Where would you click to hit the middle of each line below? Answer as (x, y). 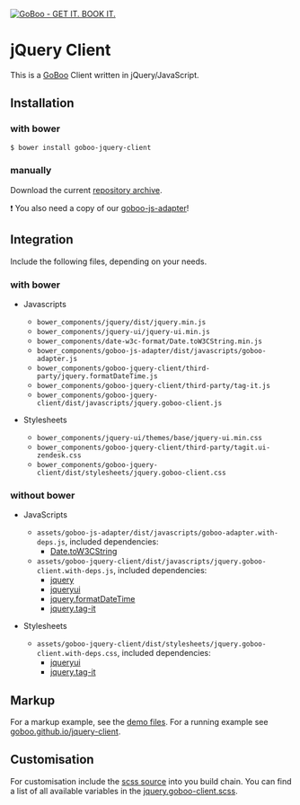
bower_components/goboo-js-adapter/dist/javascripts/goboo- (151, 350)
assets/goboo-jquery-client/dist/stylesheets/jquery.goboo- (151, 644)
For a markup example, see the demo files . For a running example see (139, 722)
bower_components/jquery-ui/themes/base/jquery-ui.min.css (150, 438)
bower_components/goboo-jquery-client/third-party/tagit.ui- (153, 447)
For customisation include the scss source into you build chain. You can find (151, 781)
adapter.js (57, 358)
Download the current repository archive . (86, 190)
